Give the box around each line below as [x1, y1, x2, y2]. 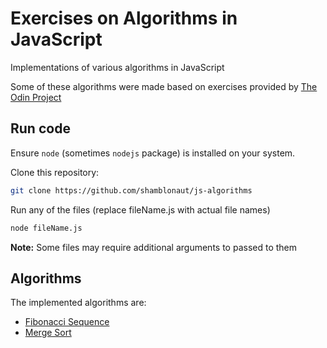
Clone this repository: [10, 166, 100, 178]
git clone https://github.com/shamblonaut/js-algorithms [10, 185, 253, 196]
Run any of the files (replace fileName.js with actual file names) [10, 203, 271, 216]
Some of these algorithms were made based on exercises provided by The [10, 80, 318, 92]
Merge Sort [24, 327, 72, 339]
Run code [10, 120, 71, 137]
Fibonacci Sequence [24, 316, 110, 328]
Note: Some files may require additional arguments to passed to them [10, 241, 298, 253]
